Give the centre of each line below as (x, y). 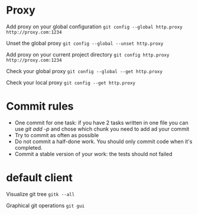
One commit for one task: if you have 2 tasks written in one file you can (101, 123)
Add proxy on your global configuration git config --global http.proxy (94, 27)
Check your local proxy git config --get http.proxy (71, 82)
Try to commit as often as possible (57, 135)
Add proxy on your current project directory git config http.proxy (88, 54)
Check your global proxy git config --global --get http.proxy (84, 71)
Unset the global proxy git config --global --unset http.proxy (85, 43)
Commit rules (40, 106)
